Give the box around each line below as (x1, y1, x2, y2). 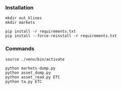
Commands (5, 45, 35, 52)
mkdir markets (5, 20, 36, 25)
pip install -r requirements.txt (5, 29, 76, 34)
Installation (5, 4, 34, 11)
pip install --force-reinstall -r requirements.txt (5, 34, 117, 39)
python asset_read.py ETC (5, 74, 60, 80)
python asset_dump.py (5, 70, 51, 75)
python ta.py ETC (5, 79, 42, 84)
